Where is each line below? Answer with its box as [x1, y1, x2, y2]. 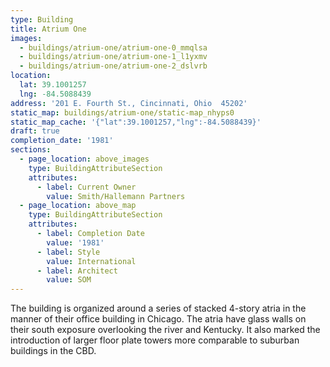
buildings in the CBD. [10, 345, 97, 357]
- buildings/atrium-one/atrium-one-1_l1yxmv [19, 52, 208, 62]
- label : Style [36, 247, 101, 257]
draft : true [10, 126, 60, 136]
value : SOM [46, 275, 92, 285]
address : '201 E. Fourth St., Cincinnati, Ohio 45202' [10, 98, 248, 108]
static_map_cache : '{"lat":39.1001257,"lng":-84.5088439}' [10, 117, 262, 127]
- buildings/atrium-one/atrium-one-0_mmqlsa [19, 42, 208, 53]
